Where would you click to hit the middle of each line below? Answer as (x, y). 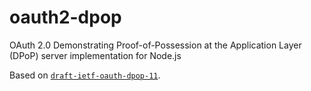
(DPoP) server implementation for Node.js (95, 55)
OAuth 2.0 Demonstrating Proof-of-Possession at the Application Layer (155, 45)
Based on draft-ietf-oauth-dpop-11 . (85, 75)
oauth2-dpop (65, 17)
